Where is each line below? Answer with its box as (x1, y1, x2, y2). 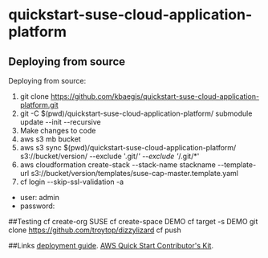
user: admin (19, 193, 60, 202)
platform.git (19, 100, 59, 109)
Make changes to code (19, 126, 96, 135)
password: (19, 201, 55, 211)
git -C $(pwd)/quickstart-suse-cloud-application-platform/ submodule (19, 109, 253, 118)
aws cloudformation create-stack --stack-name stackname (19, 160, 217, 170)
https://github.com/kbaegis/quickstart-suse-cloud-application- (51, 92, 259, 101)
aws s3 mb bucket (19, 134, 82, 144)
